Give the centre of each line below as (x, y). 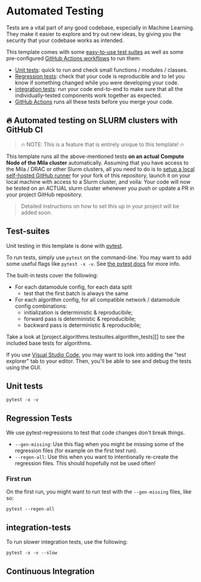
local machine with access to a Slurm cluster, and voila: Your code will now (98, 181)
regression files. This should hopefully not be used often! (85, 463)
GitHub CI (25, 130)
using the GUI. (24, 367)
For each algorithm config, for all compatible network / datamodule (98, 299)
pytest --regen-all (31, 509)
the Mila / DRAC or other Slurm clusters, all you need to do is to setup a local (100, 169)
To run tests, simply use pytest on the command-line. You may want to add (99, 257)
